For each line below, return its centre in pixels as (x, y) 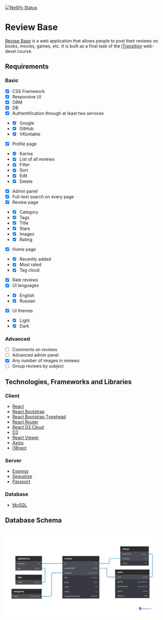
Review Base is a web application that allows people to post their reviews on (82, 41)
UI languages (25, 286)
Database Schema (33, 520)
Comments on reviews (35, 350)
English (27, 295)
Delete (26, 181)
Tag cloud (30, 270)
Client (12, 396)
